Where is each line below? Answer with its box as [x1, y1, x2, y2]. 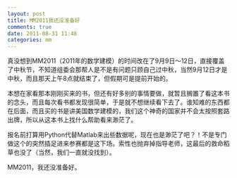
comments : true [7, 23, 52, 30]
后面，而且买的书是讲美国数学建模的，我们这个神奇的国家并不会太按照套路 [13, 107, 230, 115]
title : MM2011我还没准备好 [7, 17, 80, 24]
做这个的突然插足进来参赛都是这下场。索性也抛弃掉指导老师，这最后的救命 [7, 139, 224, 148]
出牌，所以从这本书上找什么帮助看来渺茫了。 [7, 115, 138, 124]
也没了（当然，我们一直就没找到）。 [13, 148, 116, 157]
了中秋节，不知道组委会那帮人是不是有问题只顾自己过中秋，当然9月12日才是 [7, 65, 228, 74]
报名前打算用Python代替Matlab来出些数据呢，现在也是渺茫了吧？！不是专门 [7, 131, 227, 139]
